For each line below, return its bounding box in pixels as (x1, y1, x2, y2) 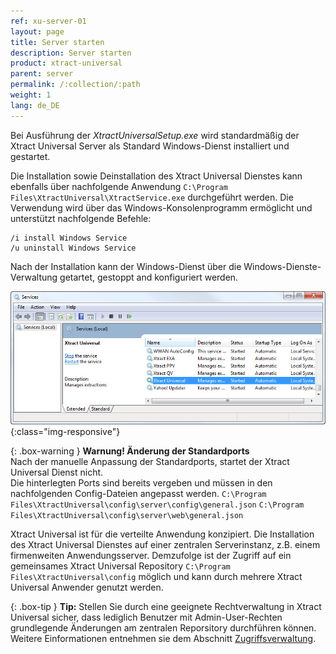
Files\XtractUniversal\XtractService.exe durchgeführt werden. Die (10, 191, 294, 203)
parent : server (10, 69, 74, 79)
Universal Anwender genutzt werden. (10, 581, 164, 593)
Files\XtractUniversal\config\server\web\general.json (10, 510, 244, 520)
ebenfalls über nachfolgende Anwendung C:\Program (10, 180, 228, 192)
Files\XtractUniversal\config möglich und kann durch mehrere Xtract (10, 570, 303, 582)
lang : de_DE (10, 100, 60, 110)
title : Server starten (10, 37, 105, 47)
